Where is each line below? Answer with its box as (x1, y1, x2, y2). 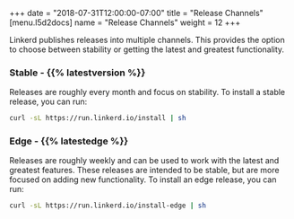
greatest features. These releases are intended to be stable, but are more (9, 165, 280, 176)
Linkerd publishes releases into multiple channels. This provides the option (9, 35, 285, 45)
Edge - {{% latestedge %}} (9, 135, 129, 147)
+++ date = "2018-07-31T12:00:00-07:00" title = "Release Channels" (9, 8, 264, 18)
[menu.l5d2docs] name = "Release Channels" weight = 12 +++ (9, 17, 241, 28)
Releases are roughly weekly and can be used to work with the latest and (9, 155, 280, 166)
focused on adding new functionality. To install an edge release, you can (9, 174, 277, 185)
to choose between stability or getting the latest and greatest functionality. (9, 44, 285, 55)
